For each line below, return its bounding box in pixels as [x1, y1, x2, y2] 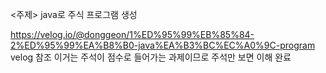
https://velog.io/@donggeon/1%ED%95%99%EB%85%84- [10, 29, 255, 40]
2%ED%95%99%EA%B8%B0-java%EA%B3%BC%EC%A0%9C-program [10, 39, 316, 51]
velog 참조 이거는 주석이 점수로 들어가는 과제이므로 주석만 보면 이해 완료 [10, 51, 292, 63]
